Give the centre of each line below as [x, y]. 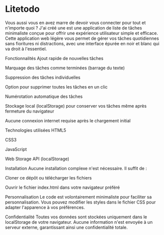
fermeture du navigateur [30, 111]
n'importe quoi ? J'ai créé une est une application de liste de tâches [74, 28]
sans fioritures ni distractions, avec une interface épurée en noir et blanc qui [82, 43]
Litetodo [23, 9]
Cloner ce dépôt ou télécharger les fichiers [48, 177]
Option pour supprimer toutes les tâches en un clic [56, 87]
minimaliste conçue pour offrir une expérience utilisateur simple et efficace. [82, 33]
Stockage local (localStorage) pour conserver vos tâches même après [76, 106]
